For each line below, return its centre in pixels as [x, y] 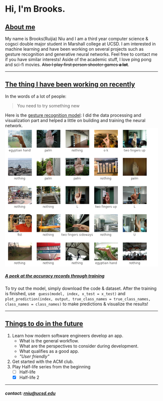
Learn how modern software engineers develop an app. [68, 336]
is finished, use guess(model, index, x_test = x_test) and [65, 293]
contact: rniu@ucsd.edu [30, 393]
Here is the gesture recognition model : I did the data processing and [73, 115]
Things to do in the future [44, 324]
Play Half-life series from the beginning [51, 366]
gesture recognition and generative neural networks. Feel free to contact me [81, 54]
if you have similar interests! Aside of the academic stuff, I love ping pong [78, 59]
